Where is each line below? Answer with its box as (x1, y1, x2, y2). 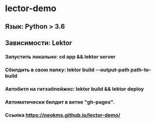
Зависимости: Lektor (5, 38, 72, 47)
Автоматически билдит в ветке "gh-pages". (5, 98, 115, 105)
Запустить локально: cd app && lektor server (5, 53, 116, 60)
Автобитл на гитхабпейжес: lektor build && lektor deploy (5, 86, 144, 92)
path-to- (130, 66, 152, 73)
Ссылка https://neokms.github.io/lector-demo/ (5, 111, 121, 118)
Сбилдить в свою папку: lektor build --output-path (5, 66, 130, 73)
